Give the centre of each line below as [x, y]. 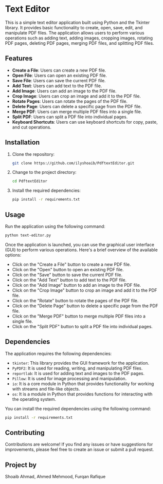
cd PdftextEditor [30, 181]
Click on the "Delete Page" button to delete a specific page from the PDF [85, 306]
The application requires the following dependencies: [58, 354]
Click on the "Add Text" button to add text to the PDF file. [69, 280]
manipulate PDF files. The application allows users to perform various [75, 33]
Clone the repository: [33, 154]
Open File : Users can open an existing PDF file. [59, 75]
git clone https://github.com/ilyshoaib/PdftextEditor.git [73, 163]
